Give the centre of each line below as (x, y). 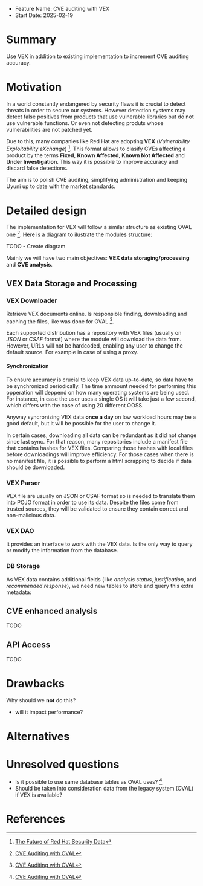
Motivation (34, 87)
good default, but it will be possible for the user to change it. (81, 423)
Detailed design (47, 210)
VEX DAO (20, 531)
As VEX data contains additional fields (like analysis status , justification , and (101, 579)
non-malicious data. (31, 515)
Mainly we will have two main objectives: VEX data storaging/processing (98, 258)
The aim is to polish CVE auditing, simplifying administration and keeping (97, 179)
